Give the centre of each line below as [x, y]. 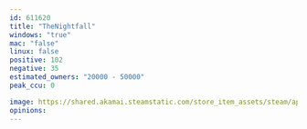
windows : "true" [40, 35]
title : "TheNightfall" [53, 26]
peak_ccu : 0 [32, 85]
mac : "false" [34, 43]
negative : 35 [34, 69]
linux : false [34, 52]
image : [22, 102]
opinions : [28, 110]
